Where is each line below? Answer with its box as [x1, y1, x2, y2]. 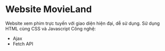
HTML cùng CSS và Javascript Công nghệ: [5, 25, 96, 31]
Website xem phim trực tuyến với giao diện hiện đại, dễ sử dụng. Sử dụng [5, 20, 160, 26]
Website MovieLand [5, 4, 92, 15]
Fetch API [12, 40, 33, 46]
